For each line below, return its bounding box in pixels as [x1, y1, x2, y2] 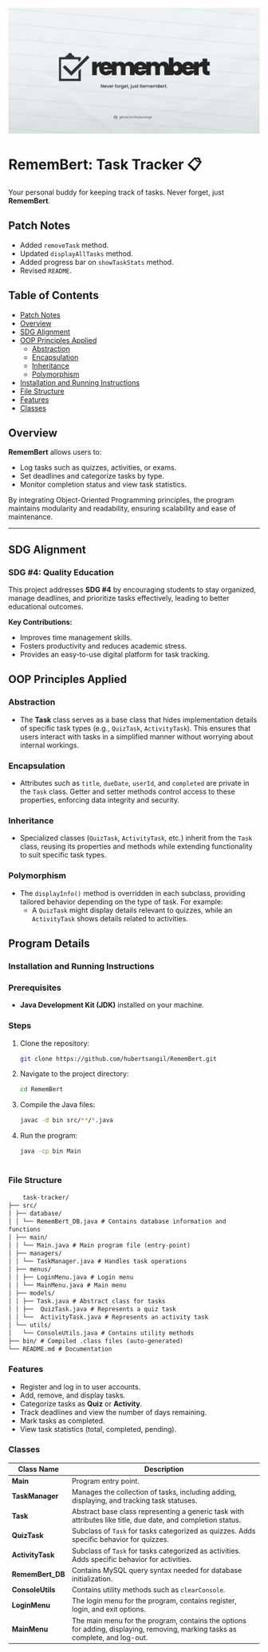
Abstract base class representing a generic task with [71, 1507, 245, 1516]
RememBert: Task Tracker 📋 [8, 156, 202, 174]
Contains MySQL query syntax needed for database [71, 1565, 242, 1575]
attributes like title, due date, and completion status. [71, 1516, 242, 1525]
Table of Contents [8, 289, 100, 302]
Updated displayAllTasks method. [19, 248, 133, 258]
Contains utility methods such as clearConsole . [71, 1585, 226, 1595]
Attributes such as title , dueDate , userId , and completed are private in [19, 779, 250, 788]
